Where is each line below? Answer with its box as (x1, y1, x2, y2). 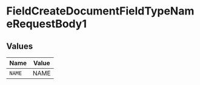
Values (6, 41, 33, 51)
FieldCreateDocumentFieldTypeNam (6, 4, 195, 18)
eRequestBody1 (6, 17, 87, 31)
